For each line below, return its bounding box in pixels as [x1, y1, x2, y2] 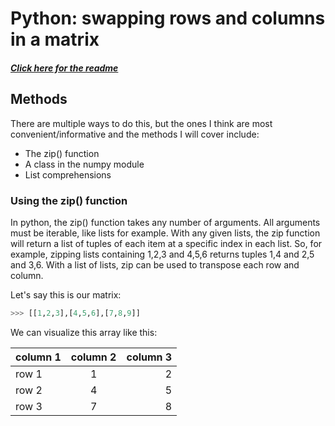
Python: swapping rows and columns [10, 7, 326, 30]
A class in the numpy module [24, 158, 145, 170]
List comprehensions [24, 168, 112, 181]
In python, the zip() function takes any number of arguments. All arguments [10, 216, 321, 228]
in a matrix [10, 28, 100, 51]
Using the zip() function [10, 193, 128, 207]
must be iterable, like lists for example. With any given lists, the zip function [10, 227, 321, 239]
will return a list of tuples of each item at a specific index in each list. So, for [10, 237, 323, 249]
